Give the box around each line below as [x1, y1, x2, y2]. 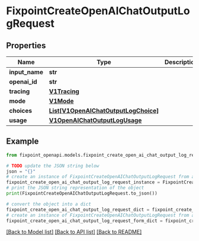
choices [9, 107, 33, 115]
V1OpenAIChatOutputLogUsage [49, 116, 142, 124]
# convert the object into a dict [6, 201, 92, 207]
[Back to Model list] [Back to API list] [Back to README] [6, 229, 142, 236]
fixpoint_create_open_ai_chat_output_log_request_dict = [6, 207, 150, 213]
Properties [6, 40, 46, 50]
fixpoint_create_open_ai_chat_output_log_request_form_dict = [6, 218, 163, 224]
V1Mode [49, 97, 74, 105]
